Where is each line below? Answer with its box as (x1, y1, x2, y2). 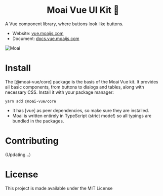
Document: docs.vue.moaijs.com (12, 36, 80, 41)
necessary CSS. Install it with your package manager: (5, 89, 114, 95)
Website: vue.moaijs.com (12, 30, 64, 36)
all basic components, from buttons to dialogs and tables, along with (5, 84, 144, 90)
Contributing (5, 135, 59, 147)
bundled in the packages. (12, 118, 64, 124)
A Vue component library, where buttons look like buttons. (5, 21, 123, 27)
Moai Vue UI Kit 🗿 (46, 4, 120, 16)
